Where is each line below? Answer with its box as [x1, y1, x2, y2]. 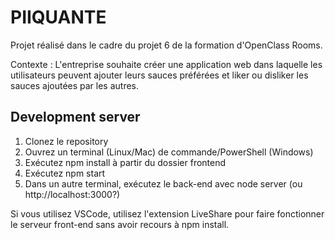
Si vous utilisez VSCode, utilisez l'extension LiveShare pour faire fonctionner [10, 207, 325, 220]
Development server [10, 109, 141, 126]
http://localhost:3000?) [24, 188, 121, 200]
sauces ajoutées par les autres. [10, 79, 140, 91]
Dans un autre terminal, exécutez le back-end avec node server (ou [24, 177, 303, 190]
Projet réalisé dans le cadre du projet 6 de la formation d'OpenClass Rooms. [10, 39, 323, 51]
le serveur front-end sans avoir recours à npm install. [10, 218, 230, 230]
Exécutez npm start [24, 167, 106, 179]
